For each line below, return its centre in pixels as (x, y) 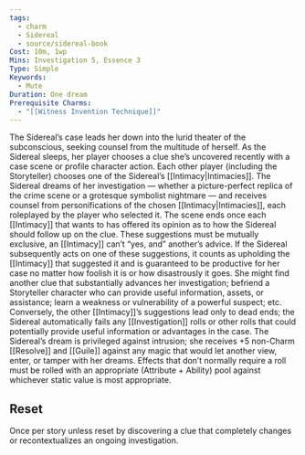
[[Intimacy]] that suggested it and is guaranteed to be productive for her (145, 264)
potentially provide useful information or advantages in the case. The (139, 332)
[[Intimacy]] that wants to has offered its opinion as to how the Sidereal (143, 225)
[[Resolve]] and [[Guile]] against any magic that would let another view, (143, 351)
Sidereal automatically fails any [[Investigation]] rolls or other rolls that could (153, 322)
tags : (20, 18)
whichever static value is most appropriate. (90, 380)
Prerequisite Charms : (51, 103)
